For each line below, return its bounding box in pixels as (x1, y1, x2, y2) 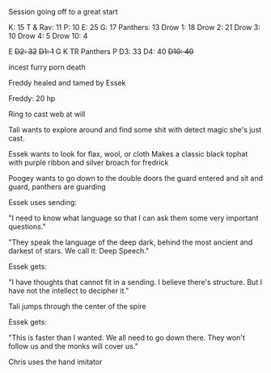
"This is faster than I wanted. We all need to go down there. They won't (8, 333, 245, 342)
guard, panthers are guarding (8, 182, 107, 191)
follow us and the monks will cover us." (8, 342, 139, 350)
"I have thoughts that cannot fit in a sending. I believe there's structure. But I (8, 278, 263, 287)
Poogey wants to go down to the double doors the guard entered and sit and (8, 174, 263, 182)
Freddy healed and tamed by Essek (8, 78, 126, 87)
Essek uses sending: (8, 198, 77, 207)
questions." (8, 222, 46, 231)
